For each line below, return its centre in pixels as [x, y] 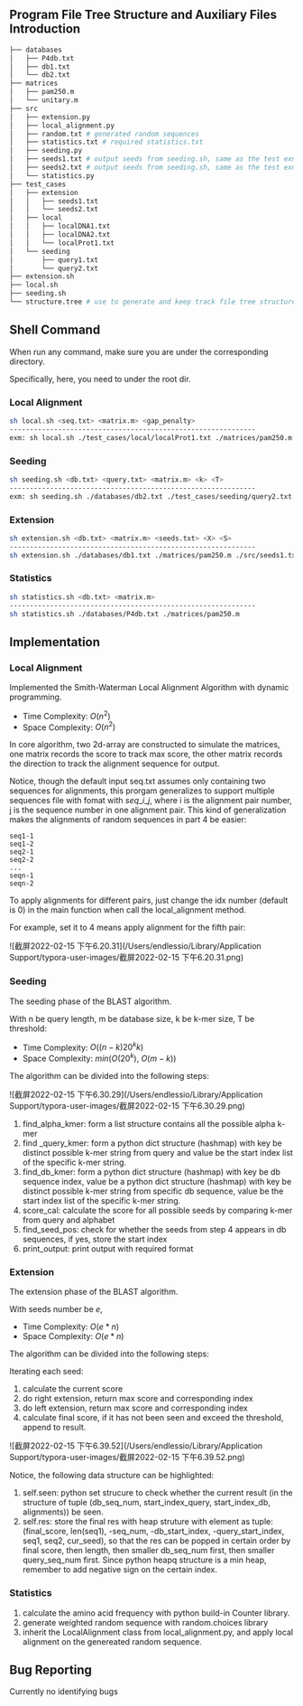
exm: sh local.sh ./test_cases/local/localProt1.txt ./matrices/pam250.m [151, 437]
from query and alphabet [69, 1220]
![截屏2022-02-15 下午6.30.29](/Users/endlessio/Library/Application [136, 1095]
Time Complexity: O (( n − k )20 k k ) [83, 1046]
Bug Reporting [51, 1670]
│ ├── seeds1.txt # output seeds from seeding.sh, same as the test [145, 159]
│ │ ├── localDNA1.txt [60, 226]
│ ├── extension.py [50, 117]
